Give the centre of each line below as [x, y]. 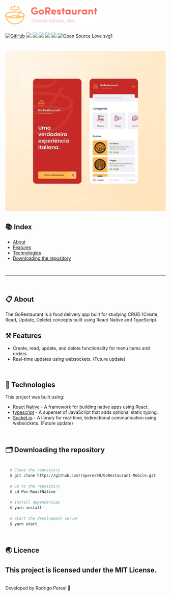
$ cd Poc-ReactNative [33, 492]
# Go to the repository [35, 486]
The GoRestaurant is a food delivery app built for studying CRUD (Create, [82, 314]
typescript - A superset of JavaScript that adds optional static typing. [85, 412]
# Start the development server [44, 518]
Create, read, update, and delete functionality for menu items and [81, 348]
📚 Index [19, 227]
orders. [20, 353]
